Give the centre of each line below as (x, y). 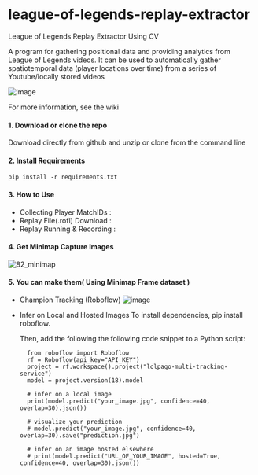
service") (36, 374)
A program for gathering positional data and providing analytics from (119, 51)
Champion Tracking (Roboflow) (70, 300)
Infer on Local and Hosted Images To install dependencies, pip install (131, 315)
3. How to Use (31, 194)
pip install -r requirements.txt (63, 177)
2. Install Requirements (47, 160)
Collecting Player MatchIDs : (65, 212)
